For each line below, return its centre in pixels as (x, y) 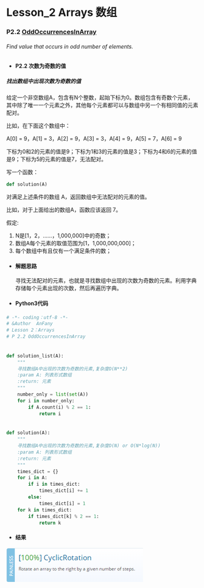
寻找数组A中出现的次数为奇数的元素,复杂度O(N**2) (72, 369)
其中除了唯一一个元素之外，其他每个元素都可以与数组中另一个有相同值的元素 (102, 105)
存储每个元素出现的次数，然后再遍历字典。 (69, 288)
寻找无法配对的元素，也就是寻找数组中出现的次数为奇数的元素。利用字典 (106, 281)
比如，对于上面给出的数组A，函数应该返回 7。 (64, 210)
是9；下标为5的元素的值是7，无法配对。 (56, 159)
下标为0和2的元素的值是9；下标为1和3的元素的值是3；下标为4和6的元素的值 (102, 152)
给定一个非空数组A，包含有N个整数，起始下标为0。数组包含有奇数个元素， (100, 97)
